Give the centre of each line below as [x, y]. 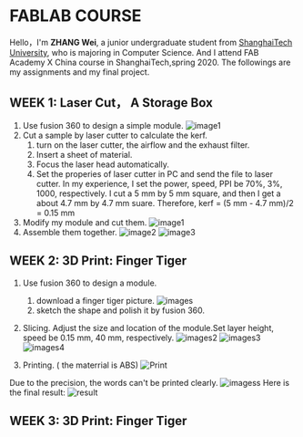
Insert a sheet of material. [84, 154]
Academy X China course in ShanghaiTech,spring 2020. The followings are [150, 62]
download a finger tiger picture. [95, 300]
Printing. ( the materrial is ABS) [81, 365]
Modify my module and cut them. [85, 222]
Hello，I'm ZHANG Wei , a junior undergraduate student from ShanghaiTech [151, 42]
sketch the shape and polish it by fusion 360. [121, 310]
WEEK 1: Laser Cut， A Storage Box [111, 103]
